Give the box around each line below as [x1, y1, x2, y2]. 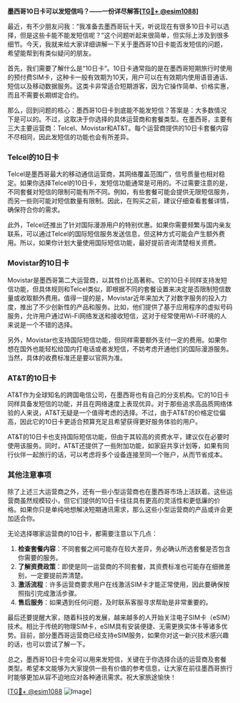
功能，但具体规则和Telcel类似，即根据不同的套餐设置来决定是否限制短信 [13, 285, 226, 293]
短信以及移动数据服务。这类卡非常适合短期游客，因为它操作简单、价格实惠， [7, 82, 233, 90]
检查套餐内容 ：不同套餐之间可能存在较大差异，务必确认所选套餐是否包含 [17, 545, 231, 553]
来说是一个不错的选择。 [7, 320, 76, 329]
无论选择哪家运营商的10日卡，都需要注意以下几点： [7, 530, 159, 538]
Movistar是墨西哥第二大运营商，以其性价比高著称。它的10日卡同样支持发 [7, 275, 221, 284]
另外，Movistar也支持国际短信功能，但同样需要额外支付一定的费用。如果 [7, 335, 221, 344]
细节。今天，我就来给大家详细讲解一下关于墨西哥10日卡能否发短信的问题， [7, 40, 227, 49]
